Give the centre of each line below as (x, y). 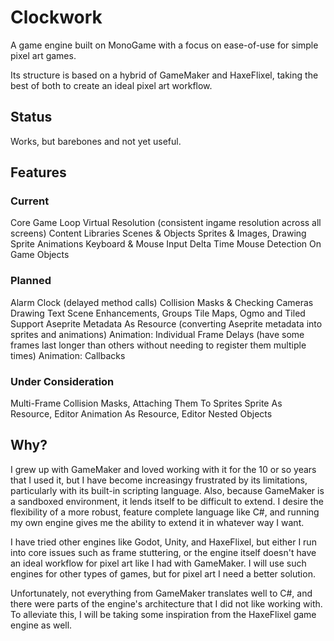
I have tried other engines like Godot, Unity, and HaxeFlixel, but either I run (163, 542)
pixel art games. (43, 55)
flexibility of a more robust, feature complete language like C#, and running (165, 512)
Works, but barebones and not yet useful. (96, 141)
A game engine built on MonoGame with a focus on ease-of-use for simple (164, 45)
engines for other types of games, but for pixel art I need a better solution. (163, 573)
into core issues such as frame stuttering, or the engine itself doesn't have (163, 552)
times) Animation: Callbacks (68, 355)
